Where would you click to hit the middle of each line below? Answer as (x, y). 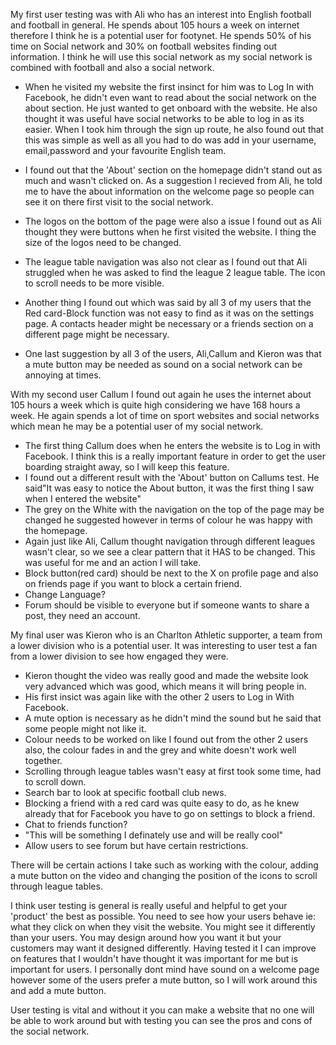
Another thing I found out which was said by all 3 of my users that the (168, 302)
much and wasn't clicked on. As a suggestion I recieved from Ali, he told (173, 180)
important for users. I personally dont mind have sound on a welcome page (165, 969)
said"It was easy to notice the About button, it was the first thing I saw (169, 488)
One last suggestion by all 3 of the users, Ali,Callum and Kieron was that (173, 353)
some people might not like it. (85, 728)
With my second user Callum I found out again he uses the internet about (161, 394)
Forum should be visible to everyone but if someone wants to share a (167, 605)
